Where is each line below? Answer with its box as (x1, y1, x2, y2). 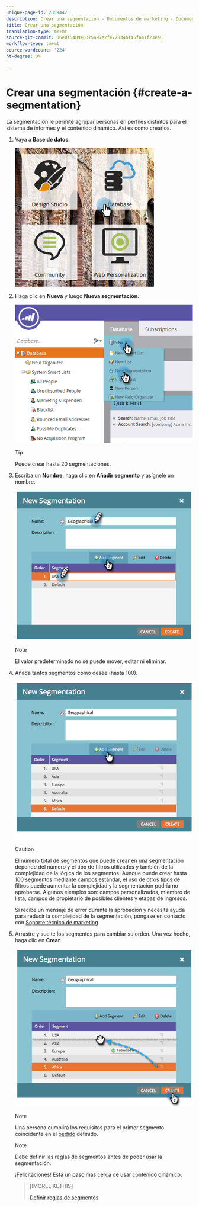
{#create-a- (133, 86, 192, 99)
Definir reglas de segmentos (29, 1194, 99, 1201)
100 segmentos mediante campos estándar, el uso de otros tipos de (14, 876, 181, 883)
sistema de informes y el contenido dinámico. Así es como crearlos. (6, 124, 172, 132)
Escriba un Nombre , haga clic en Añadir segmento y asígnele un (14, 472, 174, 479)
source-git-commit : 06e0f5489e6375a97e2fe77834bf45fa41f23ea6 (6, 34, 163, 41)
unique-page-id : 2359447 (6, 9, 68, 15)
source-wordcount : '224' (6, 47, 68, 53)
